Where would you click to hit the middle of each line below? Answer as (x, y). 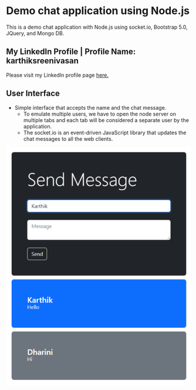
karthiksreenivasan (43, 61)
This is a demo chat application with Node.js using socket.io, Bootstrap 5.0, (97, 27)
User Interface (33, 94)
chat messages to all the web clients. (68, 138)
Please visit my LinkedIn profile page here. (58, 75)
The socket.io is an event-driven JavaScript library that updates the (105, 133)
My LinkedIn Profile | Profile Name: (71, 52)
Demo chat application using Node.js (98, 11)
